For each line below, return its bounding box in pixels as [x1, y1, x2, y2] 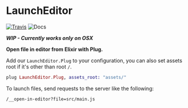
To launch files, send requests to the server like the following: [6, 85, 154, 92]
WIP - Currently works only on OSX [6, 34, 93, 41]
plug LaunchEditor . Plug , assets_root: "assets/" [6, 74, 127, 80]
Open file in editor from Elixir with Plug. [6, 45, 103, 53]
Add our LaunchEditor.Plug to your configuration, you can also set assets [6, 57, 183, 64]
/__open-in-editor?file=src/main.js [6, 96, 95, 102]
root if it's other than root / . [6, 63, 72, 70]
